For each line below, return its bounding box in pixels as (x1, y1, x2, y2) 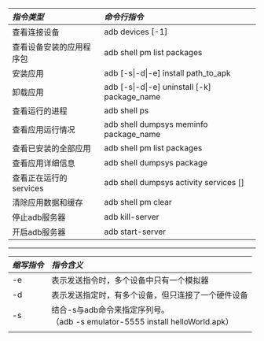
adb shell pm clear (104, 197, 173, 207)
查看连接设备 (12, 27, 60, 38)
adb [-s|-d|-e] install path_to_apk (104, 68, 231, 78)
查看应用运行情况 (12, 124, 76, 135)
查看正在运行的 (12, 172, 68, 183)
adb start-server (104, 226, 167, 237)
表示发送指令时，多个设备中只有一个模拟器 (51, 275, 210, 286)
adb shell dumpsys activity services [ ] (104, 177, 245, 187)
